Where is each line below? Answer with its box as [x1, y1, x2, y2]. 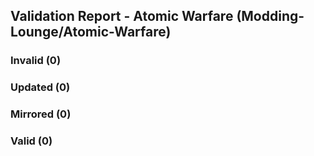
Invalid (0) [10, 54, 62, 68]
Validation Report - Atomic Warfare [10, 8, 234, 25]
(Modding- [236, 8, 305, 25]
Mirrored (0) [10, 107, 72, 121]
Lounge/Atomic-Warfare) [10, 24, 172, 41]
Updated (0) [10, 80, 71, 94]
